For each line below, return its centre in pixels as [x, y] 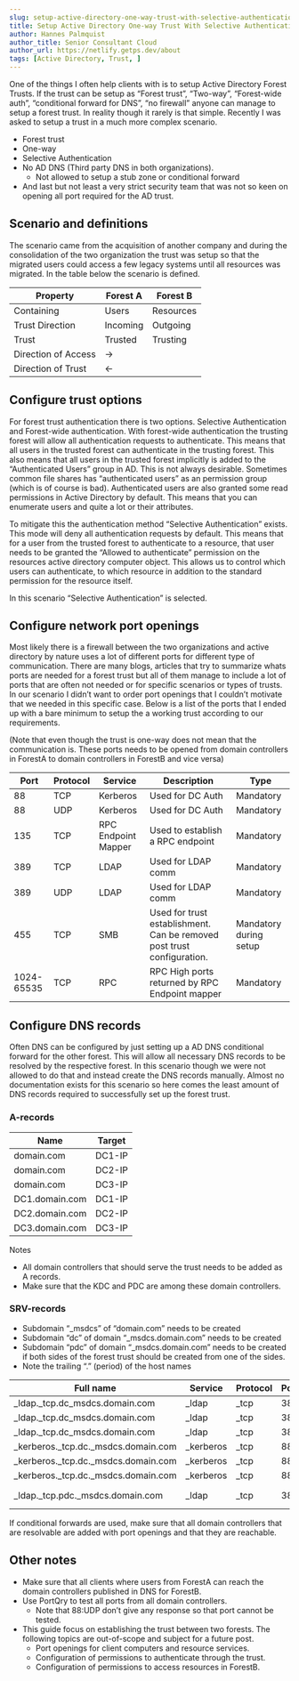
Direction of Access [55, 354]
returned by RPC [185, 982]
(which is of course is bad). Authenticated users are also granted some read [149, 488]
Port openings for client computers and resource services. [142, 1648]
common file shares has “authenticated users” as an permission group [138, 478]
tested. [48, 1620]
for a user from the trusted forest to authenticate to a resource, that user [141, 543]
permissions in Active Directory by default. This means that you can [133, 497]
